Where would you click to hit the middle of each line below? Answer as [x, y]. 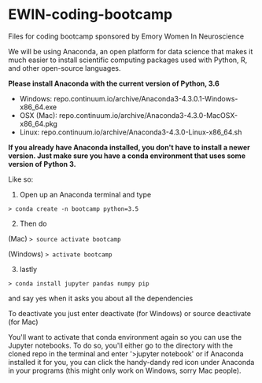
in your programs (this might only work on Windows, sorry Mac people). [125, 370]
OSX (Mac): [38, 115]
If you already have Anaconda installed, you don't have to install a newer [129, 147]
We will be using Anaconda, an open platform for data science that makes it [131, 51]
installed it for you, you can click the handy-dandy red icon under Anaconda [131, 362]
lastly [28, 269]
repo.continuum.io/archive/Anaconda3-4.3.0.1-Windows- [146, 98]
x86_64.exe [38, 107]
